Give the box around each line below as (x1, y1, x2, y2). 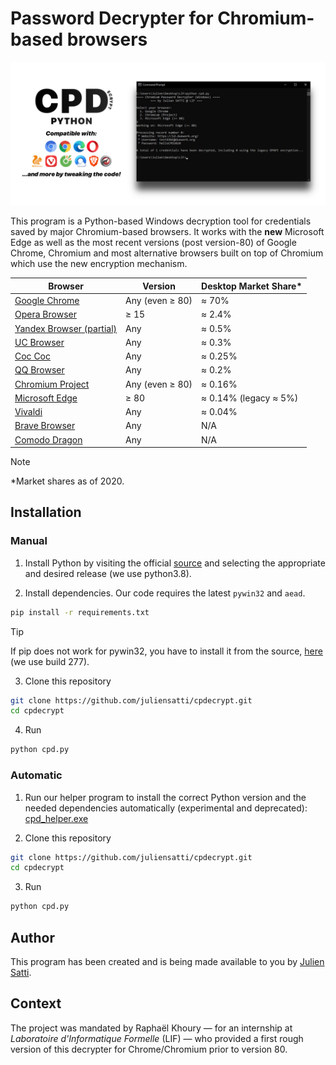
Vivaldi (14, 406, 43, 418)
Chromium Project (14, 378, 90, 390)
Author (10, 929, 55, 946)
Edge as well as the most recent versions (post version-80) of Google (10, 237, 297, 249)
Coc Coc (14, 350, 51, 362)
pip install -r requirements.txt (10, 607, 150, 617)
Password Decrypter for (10, 7, 214, 30)
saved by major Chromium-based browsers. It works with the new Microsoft (10, 226, 325, 238)
